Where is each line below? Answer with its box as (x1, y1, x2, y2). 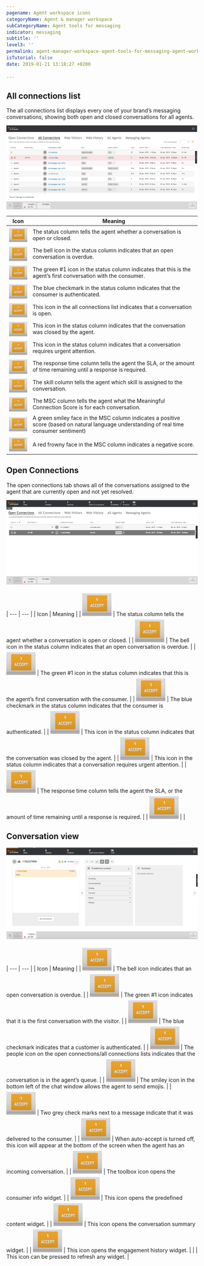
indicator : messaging (6, 29, 61, 35)
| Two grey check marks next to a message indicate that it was (36, 1109, 194, 1116)
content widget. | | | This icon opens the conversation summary (6, 1220, 195, 1228)
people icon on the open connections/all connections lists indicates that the (6, 1050, 195, 1057)
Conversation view (6, 831, 80, 842)
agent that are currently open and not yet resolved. (6, 488, 134, 495)
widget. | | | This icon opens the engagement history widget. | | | (6, 1247, 198, 1254)
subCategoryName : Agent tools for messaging (6, 22, 121, 29)
